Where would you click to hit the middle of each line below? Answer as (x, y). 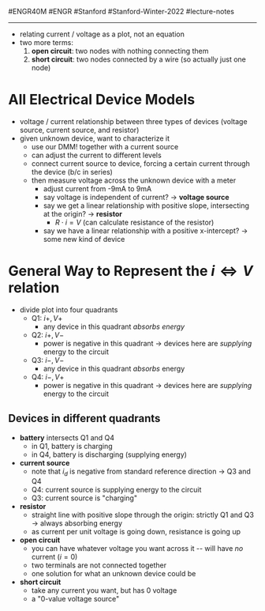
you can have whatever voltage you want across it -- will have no (137, 549)
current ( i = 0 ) (54, 557)
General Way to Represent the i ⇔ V (131, 271)
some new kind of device (84, 239)
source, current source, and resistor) (79, 130)
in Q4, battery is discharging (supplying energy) (109, 454)
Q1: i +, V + (47, 318)
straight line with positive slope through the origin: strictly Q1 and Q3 (143, 515)
